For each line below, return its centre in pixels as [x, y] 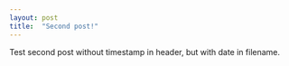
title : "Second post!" [54, 26]
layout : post [34, 18]
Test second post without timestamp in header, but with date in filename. [145, 52]
